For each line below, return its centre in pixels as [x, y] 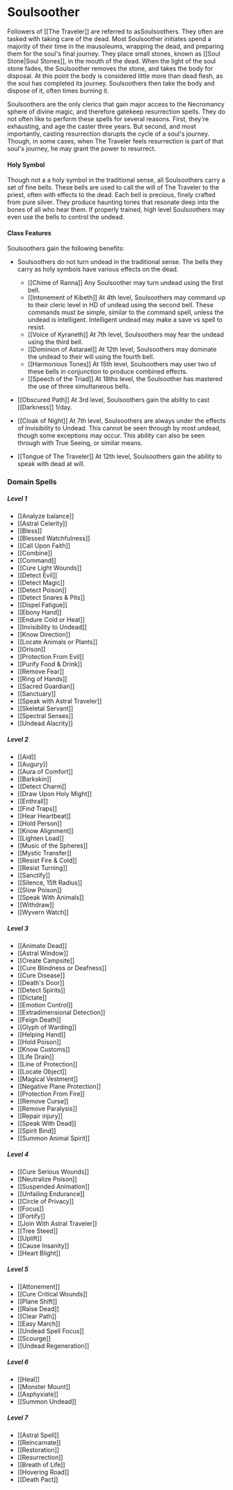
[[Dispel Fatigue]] [42, 605]
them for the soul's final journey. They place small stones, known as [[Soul [114, 54]
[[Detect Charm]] [42, 786]
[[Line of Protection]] [47, 1064]
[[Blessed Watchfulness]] [54, 538]
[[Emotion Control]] [45, 1005]
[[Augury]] [32, 764]
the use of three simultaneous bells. [79, 387]
